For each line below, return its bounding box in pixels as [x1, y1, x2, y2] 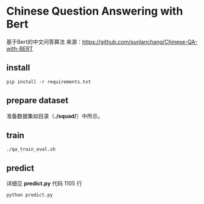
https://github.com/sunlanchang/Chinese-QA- [82, 38, 198, 45]
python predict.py [6, 192, 53, 199]
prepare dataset [6, 96, 69, 106]
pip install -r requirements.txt [6, 79, 91, 85]
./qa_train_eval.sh [6, 146, 56, 153]
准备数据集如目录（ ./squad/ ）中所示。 [6, 112, 104, 119]
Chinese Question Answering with [6, 4, 183, 18]
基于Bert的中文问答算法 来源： [6, 38, 83, 45]
